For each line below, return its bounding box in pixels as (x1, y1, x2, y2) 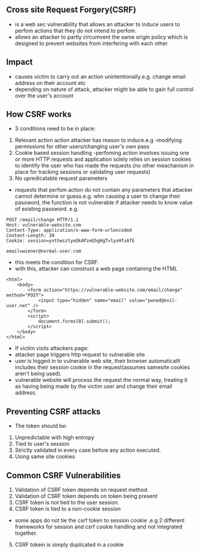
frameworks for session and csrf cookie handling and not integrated (14, 523, 183, 531)
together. (14, 529, 38, 537)
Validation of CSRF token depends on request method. (14, 486, 149, 494)
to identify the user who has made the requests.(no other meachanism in (14, 162, 194, 169)
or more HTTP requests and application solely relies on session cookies (14, 155, 192, 163)
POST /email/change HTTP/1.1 (6, 217, 79, 223)
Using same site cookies (14, 453, 76, 460)
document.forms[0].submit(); (38, 319, 111, 325)
